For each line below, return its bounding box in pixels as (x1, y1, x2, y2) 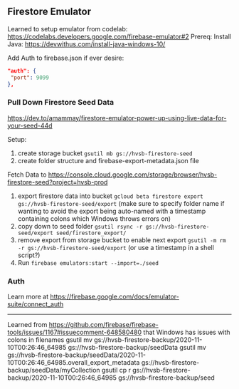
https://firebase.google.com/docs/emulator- (49, 292, 180, 301)
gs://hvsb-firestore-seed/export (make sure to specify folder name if (17, 199, 225, 207)
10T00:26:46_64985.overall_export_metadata (7, 358, 140, 367)
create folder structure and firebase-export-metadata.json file (17, 156, 199, 165)
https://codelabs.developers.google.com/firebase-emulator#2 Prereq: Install (7, 32, 231, 41)
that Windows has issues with (143, 328, 230, 337)
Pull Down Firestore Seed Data (7, 98, 115, 108)
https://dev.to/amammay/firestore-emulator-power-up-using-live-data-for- (7, 113, 227, 122)
